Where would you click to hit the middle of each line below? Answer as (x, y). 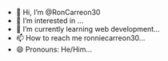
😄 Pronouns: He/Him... (54, 49)
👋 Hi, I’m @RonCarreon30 (58, 12)
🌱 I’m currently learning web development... (88, 29)
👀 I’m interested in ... (50, 21)
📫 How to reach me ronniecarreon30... (80, 38)
